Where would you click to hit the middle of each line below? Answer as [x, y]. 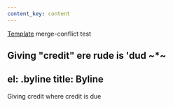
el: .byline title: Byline [55, 79]
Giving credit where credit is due [54, 96]
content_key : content [39, 14]
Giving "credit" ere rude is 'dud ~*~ [87, 56]
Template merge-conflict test [49, 34]
